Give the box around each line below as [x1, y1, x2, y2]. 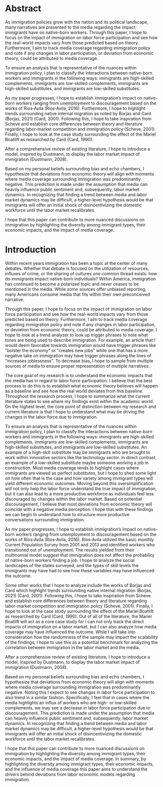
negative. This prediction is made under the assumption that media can [5, 181, 147, 187]
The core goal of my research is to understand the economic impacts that [5, 372, 153, 378]
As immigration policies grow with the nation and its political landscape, [5, 19, 148, 25]
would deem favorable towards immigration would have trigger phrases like [5, 342, 156, 348]
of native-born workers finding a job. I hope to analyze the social [5, 557, 135, 563]
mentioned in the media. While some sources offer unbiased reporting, [5, 286, 147, 292]
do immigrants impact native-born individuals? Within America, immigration [5, 276, 156, 282]
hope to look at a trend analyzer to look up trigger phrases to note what [5, 332, 148, 338]
